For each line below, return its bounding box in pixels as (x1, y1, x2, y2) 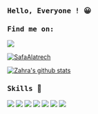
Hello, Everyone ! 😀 (7, 6, 92, 15)
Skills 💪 (7, 83, 42, 93)
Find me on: (7, 24, 55, 33)
